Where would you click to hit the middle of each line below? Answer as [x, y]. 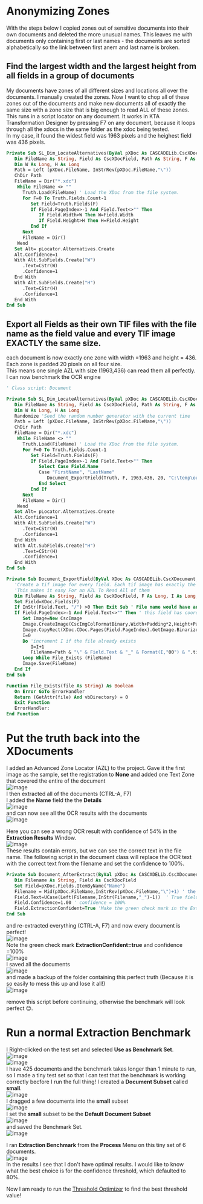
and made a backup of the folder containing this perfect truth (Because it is [100, 977]
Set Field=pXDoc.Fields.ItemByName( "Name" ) [70, 886]
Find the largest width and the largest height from [101, 66]
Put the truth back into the [73, 738]
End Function [23, 714]
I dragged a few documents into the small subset [67, 1101]
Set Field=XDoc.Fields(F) [47, 601]
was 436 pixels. [26, 142]
